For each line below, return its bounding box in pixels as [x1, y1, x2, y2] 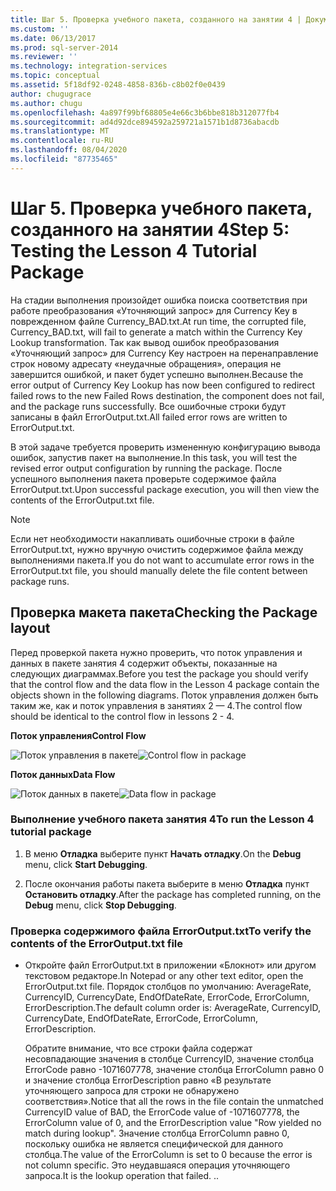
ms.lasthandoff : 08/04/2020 [10, 145, 128, 155]
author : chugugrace [10, 89, 92, 99]
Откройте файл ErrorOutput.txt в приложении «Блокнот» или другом [24, 959, 317, 971]
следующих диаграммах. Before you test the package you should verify [10, 667, 309, 680]
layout [10, 620, 51, 637]
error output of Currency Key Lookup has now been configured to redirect [10, 379, 316, 391]
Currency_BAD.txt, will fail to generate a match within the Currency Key [10, 326, 303, 338]
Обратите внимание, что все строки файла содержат [24, 1042, 253, 1055]
